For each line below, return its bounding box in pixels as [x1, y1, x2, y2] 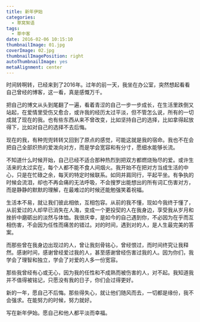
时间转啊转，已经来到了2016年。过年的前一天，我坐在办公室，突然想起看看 [6, 81, 190, 88]
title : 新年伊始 [6, 8, 43, 15]
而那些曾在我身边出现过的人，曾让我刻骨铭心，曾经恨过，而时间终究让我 [6, 241, 183, 249]
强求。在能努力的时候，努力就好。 [11, 296, 95, 304]
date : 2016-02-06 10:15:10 [6, 36, 73, 42]
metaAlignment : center [6, 64, 62, 70]
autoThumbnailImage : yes [6, 58, 68, 64]
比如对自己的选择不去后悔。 [21, 123, 90, 131]
